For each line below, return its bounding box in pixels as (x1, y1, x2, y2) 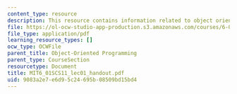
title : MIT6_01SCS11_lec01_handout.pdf (7, 69, 125, 76)
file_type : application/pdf (7, 30, 90, 37)
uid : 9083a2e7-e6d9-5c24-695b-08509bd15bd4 (7, 76, 138, 83)
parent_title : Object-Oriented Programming (7, 50, 138, 57)
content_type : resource (7, 10, 78, 18)
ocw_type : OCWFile (7, 43, 61, 50)
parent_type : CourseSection (7, 57, 90, 64)
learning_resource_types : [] (7, 37, 93, 44)
